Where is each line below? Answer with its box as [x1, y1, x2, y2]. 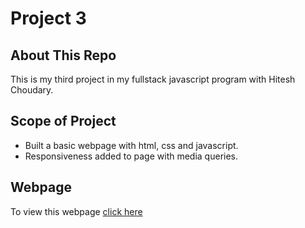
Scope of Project [10, 113, 117, 130]
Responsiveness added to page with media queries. [24, 150, 239, 162]
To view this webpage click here [10, 205, 143, 217]
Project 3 [10, 7, 87, 30]
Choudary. [10, 84, 54, 96]
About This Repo [10, 47, 117, 64]
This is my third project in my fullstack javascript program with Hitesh [10, 73, 296, 85]
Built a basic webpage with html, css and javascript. [24, 139, 239, 151]
